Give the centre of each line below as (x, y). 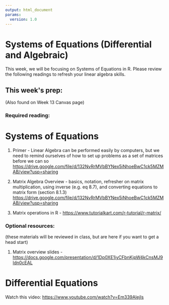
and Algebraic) (37, 55)
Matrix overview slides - (37, 252)
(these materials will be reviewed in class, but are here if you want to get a (82, 237)
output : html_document (29, 10)
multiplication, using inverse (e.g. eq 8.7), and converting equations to (85, 187)
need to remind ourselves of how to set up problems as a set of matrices (88, 156)
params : (13, 15)
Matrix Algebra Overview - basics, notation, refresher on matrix (78, 181)
